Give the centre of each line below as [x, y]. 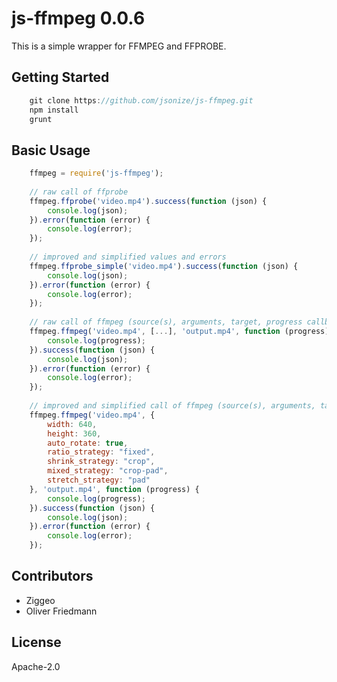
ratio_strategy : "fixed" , [101, 452]
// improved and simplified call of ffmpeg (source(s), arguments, [172, 406]
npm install [54, 110]
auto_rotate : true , [88, 443]
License [36, 642]
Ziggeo [40, 600]
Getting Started [60, 77]
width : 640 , [72, 424]
